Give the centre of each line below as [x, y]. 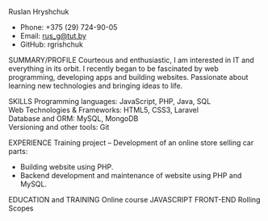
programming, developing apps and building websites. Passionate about [128, 77]
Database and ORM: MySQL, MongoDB [73, 119]
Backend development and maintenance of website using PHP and [131, 175]
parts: [18, 151]
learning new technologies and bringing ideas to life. [96, 85]
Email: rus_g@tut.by [53, 36]
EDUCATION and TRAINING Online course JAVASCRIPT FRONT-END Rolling [134, 200]
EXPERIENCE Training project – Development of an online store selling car [131, 143]
